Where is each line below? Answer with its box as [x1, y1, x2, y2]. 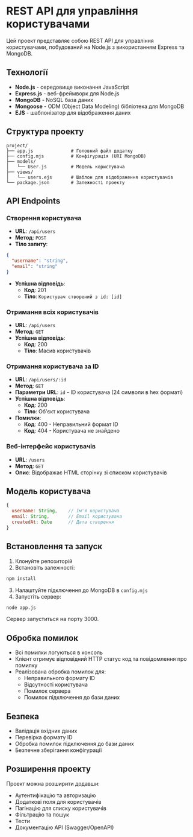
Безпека [6, 711, 39, 722]
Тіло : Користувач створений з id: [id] [23, 293, 122, 300]
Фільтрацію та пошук [14, 810, 69, 818]
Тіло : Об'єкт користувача [23, 408, 90, 415]
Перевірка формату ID [14, 734, 73, 741]
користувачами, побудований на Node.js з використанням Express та [6, 43, 185, 51]
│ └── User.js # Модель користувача [6, 164, 125, 170]
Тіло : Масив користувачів [23, 347, 91, 354]
